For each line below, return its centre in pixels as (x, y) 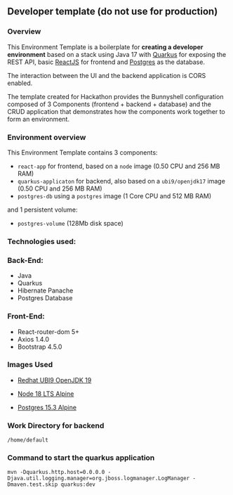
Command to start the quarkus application (81, 458)
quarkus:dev (78, 484)
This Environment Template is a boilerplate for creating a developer (105, 47)
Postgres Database (45, 298)
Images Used (30, 365)
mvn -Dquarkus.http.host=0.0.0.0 (56, 472)
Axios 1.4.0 (33, 339)
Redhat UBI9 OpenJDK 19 (54, 380)
